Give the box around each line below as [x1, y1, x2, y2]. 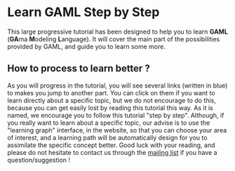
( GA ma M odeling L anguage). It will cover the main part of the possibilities [7, 34, 220, 43]
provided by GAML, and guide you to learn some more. [7, 42, 166, 50]
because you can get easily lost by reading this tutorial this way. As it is [7, 103, 213, 112]
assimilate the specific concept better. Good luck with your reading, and [7, 141, 215, 149]
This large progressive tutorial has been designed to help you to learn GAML [7, 27, 228, 36]
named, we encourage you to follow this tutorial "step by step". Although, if [7, 111, 224, 119]
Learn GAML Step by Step [7, 4, 160, 20]
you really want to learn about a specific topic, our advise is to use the [7, 118, 210, 127]
